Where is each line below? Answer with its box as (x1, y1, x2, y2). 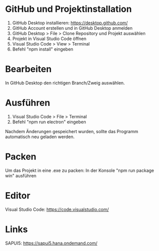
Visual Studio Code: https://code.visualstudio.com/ (5, 206, 109, 212)
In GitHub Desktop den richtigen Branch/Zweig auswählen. (5, 80, 125, 86)
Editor (5, 190, 31, 201)
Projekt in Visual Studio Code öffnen (12, 36, 87, 42)
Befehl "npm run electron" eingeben (12, 119, 87, 125)
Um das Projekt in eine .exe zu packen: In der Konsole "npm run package (5, 167, 155, 173)
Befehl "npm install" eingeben (12, 46, 73, 52)
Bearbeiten (5, 63, 52, 75)
